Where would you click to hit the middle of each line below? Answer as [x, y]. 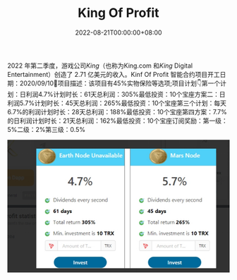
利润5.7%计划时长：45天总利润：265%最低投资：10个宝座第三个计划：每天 [117, 103]
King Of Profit [119, 13]
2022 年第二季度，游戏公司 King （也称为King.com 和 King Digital [100, 66]
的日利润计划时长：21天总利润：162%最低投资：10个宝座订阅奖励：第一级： [117, 121]
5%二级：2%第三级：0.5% [47, 129]
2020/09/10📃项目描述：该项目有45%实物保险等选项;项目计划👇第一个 [120, 83]
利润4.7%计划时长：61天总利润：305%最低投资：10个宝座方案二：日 [126, 94]
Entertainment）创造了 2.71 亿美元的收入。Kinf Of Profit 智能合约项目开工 [114, 74]
